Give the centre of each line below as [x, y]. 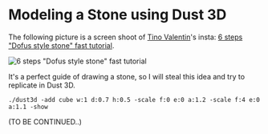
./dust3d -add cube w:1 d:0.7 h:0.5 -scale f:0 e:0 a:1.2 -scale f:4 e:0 [134, 99]
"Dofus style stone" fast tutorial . [61, 45]
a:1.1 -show [28, 107]
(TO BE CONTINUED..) [45, 121]
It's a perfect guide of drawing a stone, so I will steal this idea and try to [127, 76]
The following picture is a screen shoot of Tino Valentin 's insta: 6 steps [126, 37]
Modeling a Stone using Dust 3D [118, 15]
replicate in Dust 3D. [42, 85]
